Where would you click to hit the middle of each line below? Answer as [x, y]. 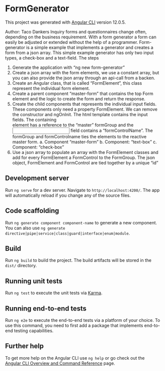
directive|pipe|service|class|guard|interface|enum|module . [67, 233]
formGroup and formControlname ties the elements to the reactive [79, 136]
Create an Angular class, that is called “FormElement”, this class [77, 83]
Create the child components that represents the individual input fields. [84, 104]
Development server [37, 178]
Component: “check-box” [38, 147]
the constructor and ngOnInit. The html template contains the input [80, 114]
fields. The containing [34, 120]
